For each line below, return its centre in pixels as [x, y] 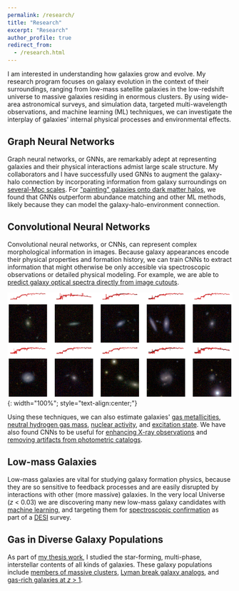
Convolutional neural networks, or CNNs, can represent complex [102, 244]
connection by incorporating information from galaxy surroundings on [124, 181]
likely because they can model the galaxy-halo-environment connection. [114, 204]
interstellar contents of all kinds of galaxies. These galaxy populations [110, 565]
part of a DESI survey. [40, 517]
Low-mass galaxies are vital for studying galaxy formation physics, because [119, 479]
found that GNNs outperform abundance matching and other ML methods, [117, 197]
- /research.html [40, 53]
